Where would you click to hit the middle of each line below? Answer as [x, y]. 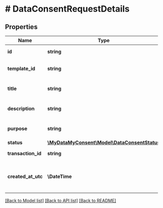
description [21, 109]
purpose [17, 128]
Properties [21, 27]
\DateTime [59, 176]
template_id [21, 69]
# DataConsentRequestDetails [67, 9]
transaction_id [24, 153]
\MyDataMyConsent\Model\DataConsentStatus [104, 143]
